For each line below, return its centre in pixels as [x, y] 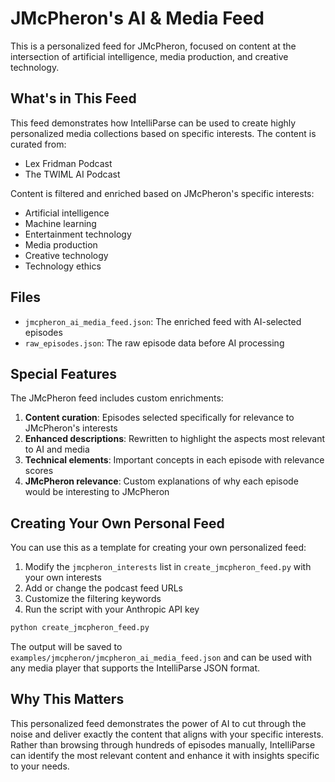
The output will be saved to [66, 647]
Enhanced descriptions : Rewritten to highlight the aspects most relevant [175, 439]
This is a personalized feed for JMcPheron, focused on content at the [153, 46]
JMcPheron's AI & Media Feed [137, 18]
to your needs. [40, 766]
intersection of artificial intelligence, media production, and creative [149, 56]
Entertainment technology [78, 234]
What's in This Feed [73, 98]
